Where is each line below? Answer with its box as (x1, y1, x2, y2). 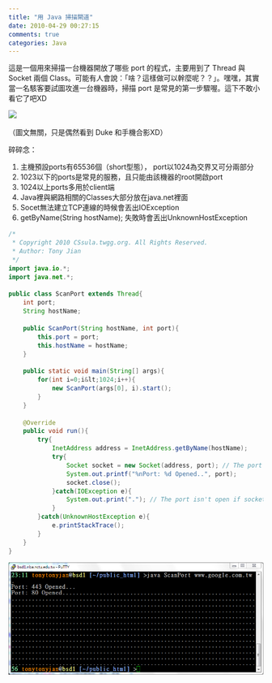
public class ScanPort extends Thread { (8, 290, 143, 298)
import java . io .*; (8, 264, 70, 272)
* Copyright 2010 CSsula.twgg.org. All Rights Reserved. (11, 239, 208, 247)
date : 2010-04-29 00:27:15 (8, 21, 100, 30)
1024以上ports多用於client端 (19, 183, 115, 192)
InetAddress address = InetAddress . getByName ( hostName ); (51, 444, 249, 452)
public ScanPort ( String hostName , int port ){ (23, 324, 180, 332)
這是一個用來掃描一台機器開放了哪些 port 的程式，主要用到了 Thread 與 (8, 63, 245, 73)
